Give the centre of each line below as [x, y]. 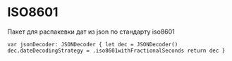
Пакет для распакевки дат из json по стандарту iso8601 [91, 32]
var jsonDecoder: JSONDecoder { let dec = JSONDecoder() [93, 44]
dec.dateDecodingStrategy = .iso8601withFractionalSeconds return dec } [116, 50]
